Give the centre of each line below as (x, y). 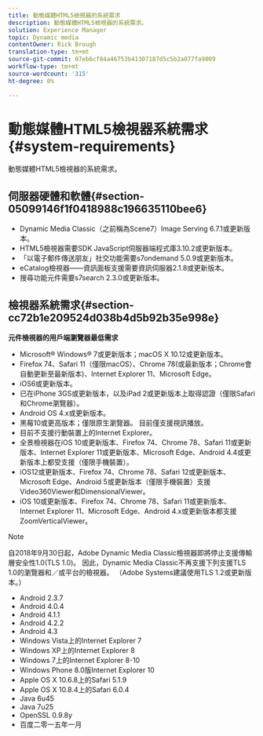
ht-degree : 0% (31, 81)
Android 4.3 (38, 632)
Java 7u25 (37, 707)
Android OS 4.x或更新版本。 (65, 414)
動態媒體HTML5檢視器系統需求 (108, 129)
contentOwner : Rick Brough (52, 45)
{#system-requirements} (92, 146)
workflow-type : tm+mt (44, 67)
